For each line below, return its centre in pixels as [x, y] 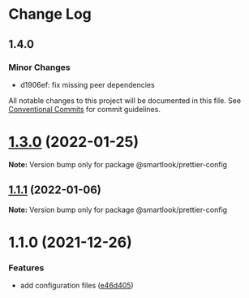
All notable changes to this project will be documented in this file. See [125, 100]
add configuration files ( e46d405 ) [77, 286]
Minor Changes [39, 67]
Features [26, 267]
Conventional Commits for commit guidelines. [84, 109]
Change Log [50, 14]
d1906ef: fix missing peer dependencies [88, 84]
